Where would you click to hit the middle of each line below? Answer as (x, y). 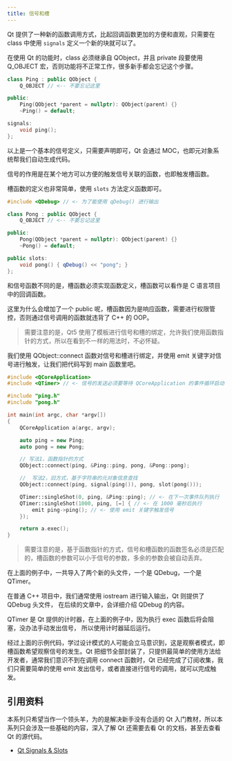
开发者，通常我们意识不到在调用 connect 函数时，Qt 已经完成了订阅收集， (112, 660)
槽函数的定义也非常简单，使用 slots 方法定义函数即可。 (86, 188)
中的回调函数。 (28, 294)
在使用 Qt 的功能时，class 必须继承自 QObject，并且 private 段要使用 (105, 57)
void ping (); (38, 130)
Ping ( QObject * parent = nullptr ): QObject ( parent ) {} (98, 104)
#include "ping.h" (33, 396)
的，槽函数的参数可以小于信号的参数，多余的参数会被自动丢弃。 (115, 558)
